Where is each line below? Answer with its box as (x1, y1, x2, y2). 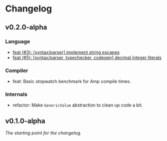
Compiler (5, 67, 29, 74)
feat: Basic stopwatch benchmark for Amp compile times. (12, 78, 131, 84)
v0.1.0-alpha (5, 116, 46, 125)
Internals (5, 91, 28, 98)
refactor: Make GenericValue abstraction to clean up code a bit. (12, 102, 143, 108)
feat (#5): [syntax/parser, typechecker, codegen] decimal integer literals (12, 54, 162, 60)
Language (5, 38, 31, 45)
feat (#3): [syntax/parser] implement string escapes (12, 49, 120, 55)
